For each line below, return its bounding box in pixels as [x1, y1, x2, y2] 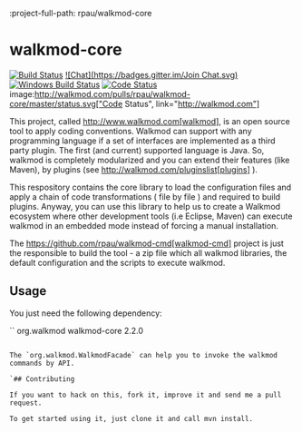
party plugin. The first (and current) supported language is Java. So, [9, 144, 265, 155]
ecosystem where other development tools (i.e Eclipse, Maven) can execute [9, 211, 293, 221]
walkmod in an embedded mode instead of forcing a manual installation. [9, 220, 279, 231]
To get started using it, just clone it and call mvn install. [9, 414, 254, 423]
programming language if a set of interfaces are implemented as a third [9, 135, 276, 146]
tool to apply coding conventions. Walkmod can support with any [9, 125, 252, 136]
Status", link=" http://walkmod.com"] [124, 98, 260, 109]
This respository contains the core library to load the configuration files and [9, 182, 292, 192]
